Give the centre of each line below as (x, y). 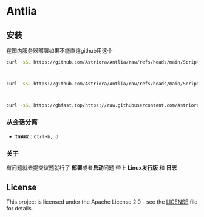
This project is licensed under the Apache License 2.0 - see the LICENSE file (102, 202)
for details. (20, 209)
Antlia (22, 11)
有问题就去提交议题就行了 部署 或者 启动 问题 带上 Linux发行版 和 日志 (92, 168)
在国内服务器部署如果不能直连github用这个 (59, 51)
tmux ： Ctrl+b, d (37, 136)
